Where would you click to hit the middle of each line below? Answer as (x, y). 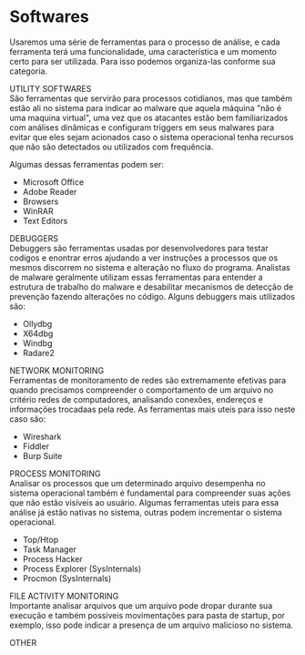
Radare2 (38, 353)
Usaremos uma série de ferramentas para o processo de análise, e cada (145, 42)
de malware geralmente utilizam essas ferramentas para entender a (136, 277)
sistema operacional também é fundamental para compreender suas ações (150, 493)
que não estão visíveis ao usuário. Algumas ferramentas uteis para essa (144, 502)
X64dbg (38, 333)
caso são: (28, 419)
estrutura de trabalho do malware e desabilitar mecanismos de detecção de (152, 287)
